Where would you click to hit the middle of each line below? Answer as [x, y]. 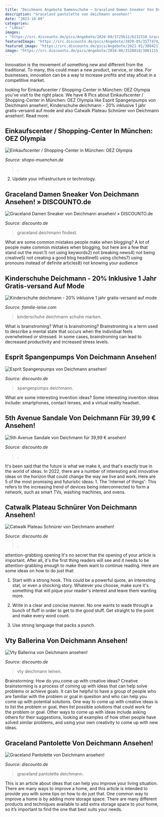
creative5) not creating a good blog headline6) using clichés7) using [74, 258]
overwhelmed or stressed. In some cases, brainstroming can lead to [73, 336]
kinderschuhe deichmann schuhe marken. [59, 317]
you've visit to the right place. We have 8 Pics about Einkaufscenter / [74, 95]
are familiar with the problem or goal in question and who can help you [76, 697]
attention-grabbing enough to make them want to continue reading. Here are [82, 565]
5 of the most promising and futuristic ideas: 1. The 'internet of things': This [81, 481]
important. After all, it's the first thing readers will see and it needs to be [77, 560]
